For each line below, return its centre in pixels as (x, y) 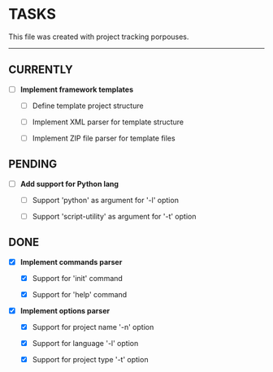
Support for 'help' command (80, 294)
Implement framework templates (77, 89)
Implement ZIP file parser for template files (104, 138)
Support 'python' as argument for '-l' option (105, 200)
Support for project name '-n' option (93, 327)
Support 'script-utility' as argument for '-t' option (114, 216)
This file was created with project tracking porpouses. (99, 37)
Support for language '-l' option (85, 344)
